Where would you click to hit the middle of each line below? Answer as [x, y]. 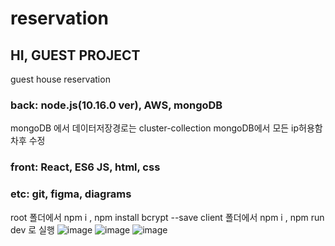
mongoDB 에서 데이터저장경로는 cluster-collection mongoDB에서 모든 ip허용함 [166, 128]
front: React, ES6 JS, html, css [85, 167]
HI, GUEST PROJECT [75, 55]
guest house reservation [60, 79]
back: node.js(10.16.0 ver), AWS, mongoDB [116, 105]
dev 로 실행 [32, 229]
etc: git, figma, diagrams [71, 194]
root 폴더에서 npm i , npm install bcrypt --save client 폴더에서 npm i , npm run [167, 217]
